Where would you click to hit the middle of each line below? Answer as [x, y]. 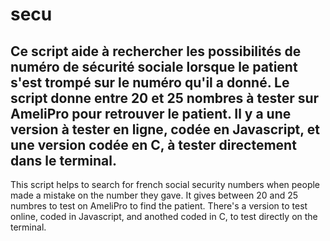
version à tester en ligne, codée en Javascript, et [165, 129]
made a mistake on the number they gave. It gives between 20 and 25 [154, 195]
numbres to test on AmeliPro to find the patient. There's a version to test [159, 206]
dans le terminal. [63, 160]
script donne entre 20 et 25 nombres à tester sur [165, 98]
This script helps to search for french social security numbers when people [165, 184]
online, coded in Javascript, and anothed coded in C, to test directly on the [164, 216]
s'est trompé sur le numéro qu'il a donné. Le [150, 82]
